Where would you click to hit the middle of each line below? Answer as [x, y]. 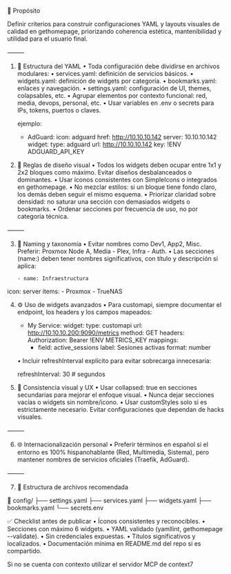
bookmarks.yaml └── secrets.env [56, 508]
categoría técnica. [43, 216]
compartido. [24, 551]
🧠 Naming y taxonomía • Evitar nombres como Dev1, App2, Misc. [109, 244]
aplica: [27, 266]
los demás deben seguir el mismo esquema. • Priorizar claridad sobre [116, 194]
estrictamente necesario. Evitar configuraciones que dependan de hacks [120, 409]
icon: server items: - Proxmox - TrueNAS [65, 291]
